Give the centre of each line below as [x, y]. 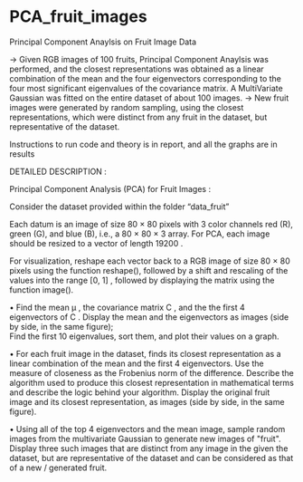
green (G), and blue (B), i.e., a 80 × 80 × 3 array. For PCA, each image [140, 234]
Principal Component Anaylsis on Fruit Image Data [103, 42]
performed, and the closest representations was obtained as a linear [137, 69]
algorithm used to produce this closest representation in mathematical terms [151, 382]
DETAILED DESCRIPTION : [58, 171]
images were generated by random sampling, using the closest [127, 107]
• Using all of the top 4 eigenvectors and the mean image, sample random [147, 429]
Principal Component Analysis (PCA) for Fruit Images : [110, 188]
